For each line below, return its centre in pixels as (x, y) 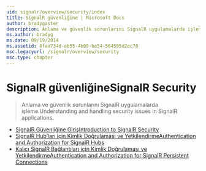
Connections (31, 162)
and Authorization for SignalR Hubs (60, 142)
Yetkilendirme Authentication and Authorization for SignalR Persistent (102, 155)
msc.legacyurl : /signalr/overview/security (63, 52)
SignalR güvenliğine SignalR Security (101, 88)
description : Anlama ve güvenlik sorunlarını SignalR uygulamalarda (96, 29)
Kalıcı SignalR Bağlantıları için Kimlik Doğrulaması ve (81, 149)
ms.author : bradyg (30, 35)
